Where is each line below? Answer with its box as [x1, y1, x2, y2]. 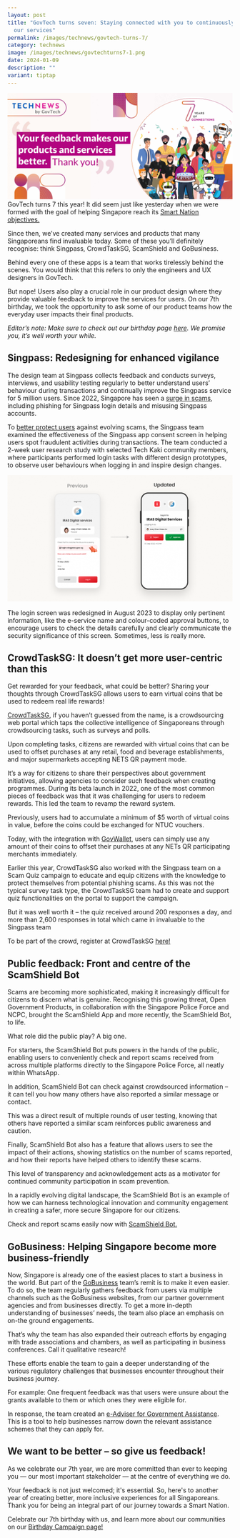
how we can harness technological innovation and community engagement [7, 1199, 229, 1207]
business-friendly [7, 1252, 89, 1264]
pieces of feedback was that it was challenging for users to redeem [7, 792, 206, 800]
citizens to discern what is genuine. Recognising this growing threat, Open [7, 995, 226, 1004]
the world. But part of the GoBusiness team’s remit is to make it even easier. [7, 1279, 230, 1287]
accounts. [7, 409, 37, 417]
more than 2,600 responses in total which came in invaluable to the [7, 915, 206, 924]
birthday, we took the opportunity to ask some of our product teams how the [7, 302, 233, 311]
